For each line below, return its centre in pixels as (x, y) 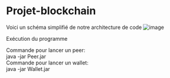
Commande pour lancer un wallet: (47, 63)
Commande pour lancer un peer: (46, 50)
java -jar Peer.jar (26, 56)
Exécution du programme (37, 38)
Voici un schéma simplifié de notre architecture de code (74, 27)
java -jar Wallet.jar (28, 69)
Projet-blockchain (51, 11)
